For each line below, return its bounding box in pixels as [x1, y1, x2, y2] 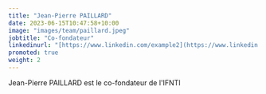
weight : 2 [8, 57, 41, 65]
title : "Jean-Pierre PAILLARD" [8, 11, 112, 20]
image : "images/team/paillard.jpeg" [8, 26, 130, 34]
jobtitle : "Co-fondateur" [8, 33, 94, 42]
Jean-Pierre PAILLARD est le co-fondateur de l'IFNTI [8, 77, 181, 88]
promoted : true [8, 49, 59, 57]
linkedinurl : [8, 41, 52, 49]
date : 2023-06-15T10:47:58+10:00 [8, 19, 119, 27]
